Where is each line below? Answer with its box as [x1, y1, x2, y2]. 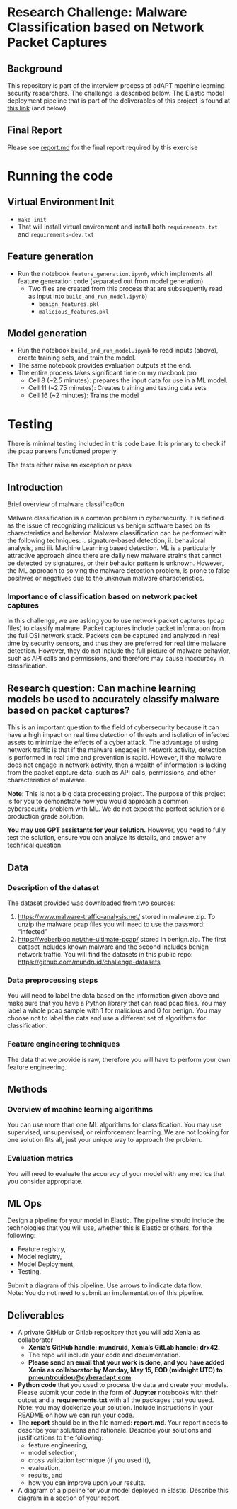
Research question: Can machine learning [7, 682, 197, 694]
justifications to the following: [17, 1433, 104, 1442]
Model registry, [17, 1253, 62, 1261]
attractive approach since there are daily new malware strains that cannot [7, 552, 222, 560]
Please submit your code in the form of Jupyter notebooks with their [17, 1389, 218, 1397]
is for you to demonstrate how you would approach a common [7, 797, 189, 806]
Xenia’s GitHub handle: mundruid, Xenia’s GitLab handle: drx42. [28, 1343, 221, 1352]
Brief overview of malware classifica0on [7, 500, 125, 508]
